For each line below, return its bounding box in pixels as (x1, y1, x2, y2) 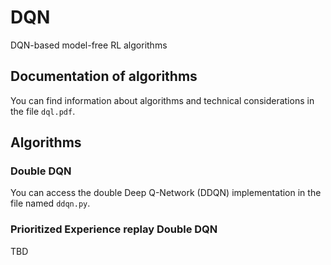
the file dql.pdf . (10, 105, 76, 117)
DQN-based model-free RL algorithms (10, 39, 168, 51)
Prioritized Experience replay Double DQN (10, 222, 218, 236)
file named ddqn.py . (10, 197, 91, 210)
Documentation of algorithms (10, 68, 198, 85)
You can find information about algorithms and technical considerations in (10, 94, 315, 106)
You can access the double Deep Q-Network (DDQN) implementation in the (10, 187, 322, 199)
